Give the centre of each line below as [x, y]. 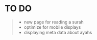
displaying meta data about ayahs [58, 32]
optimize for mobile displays [52, 27]
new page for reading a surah [54, 22]
